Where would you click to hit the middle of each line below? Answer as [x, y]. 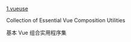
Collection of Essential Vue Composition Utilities [66, 20]
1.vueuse [17, 9]
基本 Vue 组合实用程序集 [36, 33]
